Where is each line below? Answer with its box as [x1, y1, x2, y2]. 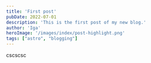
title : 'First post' [6, 8, 57, 15]
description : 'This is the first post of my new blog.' [6, 19, 146, 25]
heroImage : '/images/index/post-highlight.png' [6, 30, 126, 36]
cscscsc [6, 52, 27, 58]
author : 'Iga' [6, 24, 41, 31]
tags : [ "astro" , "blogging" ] [6, 36, 78, 41]
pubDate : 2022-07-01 [6, 14, 57, 20]
